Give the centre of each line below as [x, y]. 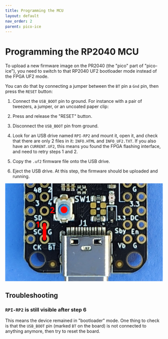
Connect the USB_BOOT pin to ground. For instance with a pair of [77, 101]
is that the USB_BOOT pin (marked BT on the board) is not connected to [76, 325]
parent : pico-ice [23, 27]
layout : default [22, 16]
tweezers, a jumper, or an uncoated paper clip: [60, 107]
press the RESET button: [29, 92]
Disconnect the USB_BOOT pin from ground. [55, 126]
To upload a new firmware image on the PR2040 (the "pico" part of [74, 66]
